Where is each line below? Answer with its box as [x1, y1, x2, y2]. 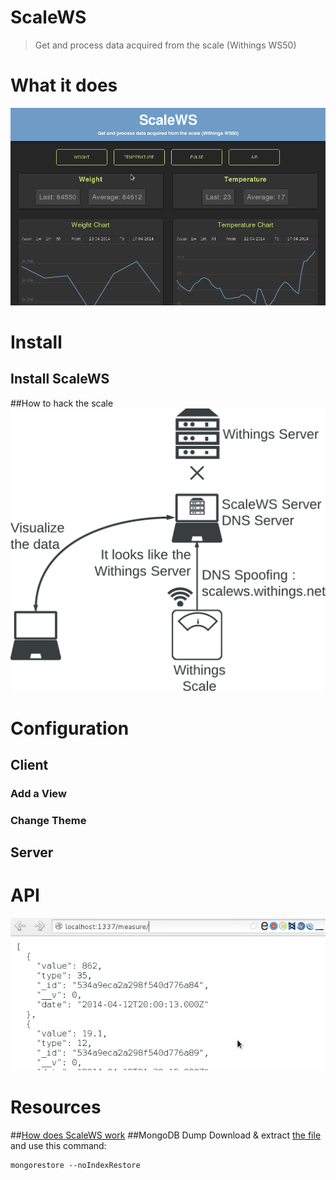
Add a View [10, 786, 67, 800]
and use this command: [10, 1139, 107, 1151]
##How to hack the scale [10, 397, 114, 409]
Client [10, 756, 49, 773]
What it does [10, 74, 118, 97]
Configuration [10, 717, 130, 740]
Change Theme [10, 813, 87, 827]
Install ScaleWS [10, 371, 110, 388]
